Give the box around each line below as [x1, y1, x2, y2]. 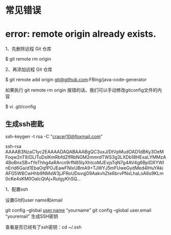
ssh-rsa [5, 143, 22, 149]
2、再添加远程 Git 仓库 [5, 67, 53, 73]
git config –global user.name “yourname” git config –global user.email [5, 207, 152, 213]
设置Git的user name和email [5, 197, 63, 203]
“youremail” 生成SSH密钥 [5, 213, 59, 219]
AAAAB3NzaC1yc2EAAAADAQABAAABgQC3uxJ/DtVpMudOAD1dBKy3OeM [5, 149, 164, 155]
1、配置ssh [5, 186, 28, 192]
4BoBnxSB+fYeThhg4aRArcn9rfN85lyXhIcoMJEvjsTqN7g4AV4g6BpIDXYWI [5, 159, 164, 165]
